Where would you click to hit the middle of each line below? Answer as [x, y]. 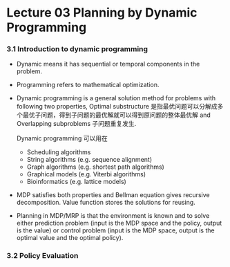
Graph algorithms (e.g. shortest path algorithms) [96, 167]
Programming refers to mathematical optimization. [88, 85]
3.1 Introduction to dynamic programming [77, 49]
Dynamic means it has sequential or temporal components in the [108, 64]
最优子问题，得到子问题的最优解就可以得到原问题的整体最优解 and [117, 115]
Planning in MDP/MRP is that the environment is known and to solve [113, 216]
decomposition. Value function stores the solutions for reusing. [106, 203]
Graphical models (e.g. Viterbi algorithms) [86, 174]
